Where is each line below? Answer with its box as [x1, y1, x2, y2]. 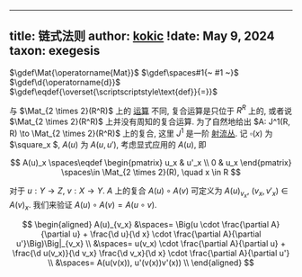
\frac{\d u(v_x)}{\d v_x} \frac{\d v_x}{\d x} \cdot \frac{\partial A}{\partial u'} [12, 248, 290, 259]
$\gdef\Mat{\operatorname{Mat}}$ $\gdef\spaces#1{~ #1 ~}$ [9, 67, 240, 77]
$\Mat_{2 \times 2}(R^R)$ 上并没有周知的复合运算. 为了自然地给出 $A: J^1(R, [9, 116, 290, 127]
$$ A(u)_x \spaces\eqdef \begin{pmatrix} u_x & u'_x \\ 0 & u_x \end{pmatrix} [10, 157, 292, 168]
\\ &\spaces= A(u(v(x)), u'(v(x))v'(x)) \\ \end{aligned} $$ [48, 257, 254, 268]
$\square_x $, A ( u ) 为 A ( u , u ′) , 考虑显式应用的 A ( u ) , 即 [9, 139, 207, 150]
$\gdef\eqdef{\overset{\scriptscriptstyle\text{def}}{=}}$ [9, 86, 218, 97]
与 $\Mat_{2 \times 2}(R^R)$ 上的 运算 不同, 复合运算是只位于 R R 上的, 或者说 [9, 103, 292, 116]
